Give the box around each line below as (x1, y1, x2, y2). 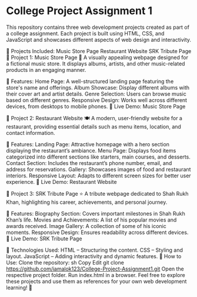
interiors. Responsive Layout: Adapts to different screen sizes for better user (6, 172, 191, 179)
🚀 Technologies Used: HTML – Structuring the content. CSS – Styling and (6, 246, 183, 253)
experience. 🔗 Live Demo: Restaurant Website (6, 178, 117, 185)
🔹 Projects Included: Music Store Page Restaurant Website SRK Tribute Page (6, 47, 192, 54)
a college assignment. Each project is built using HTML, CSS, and (6, 29, 165, 37)
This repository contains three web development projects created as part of (6, 24, 190, 31)
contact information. (6, 129, 55, 136)
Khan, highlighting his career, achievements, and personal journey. (6, 199, 168, 206)
